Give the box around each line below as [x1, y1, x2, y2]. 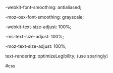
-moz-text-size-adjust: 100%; [5, 43, 67, 49]
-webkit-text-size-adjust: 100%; [5, 24, 72, 30]
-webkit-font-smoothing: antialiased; [5, 5, 82, 10]
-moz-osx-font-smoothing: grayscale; [5, 14, 84, 20]
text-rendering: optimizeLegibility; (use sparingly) [5, 53, 108, 59]
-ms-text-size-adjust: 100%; [5, 34, 64, 39]
